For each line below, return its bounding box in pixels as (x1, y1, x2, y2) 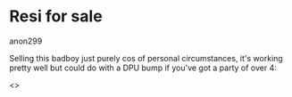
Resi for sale (9, 6, 103, 27)
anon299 (9, 36, 43, 46)
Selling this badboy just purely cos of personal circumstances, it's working (9, 53, 283, 63)
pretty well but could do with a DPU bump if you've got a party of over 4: (9, 62, 277, 73)
